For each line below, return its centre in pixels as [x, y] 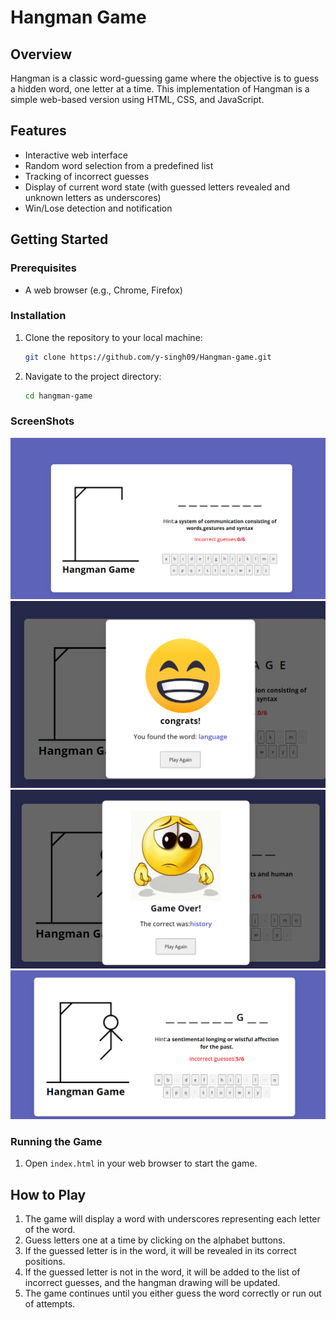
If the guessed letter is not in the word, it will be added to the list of [162, 1272]
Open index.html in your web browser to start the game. [141, 1163]
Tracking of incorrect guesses [87, 176]
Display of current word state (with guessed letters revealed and [157, 187]
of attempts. [50, 1304]
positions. [45, 1262]
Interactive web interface [76, 155]
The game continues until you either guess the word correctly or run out [173, 1293]
